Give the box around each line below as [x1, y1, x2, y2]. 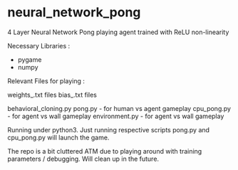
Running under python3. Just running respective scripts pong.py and [7, 125, 210, 134]
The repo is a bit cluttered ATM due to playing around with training [7, 147, 202, 155]
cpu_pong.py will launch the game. [7, 133, 110, 142]
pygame [17, 55, 42, 64]
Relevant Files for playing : [7, 76, 86, 85]
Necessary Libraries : [7, 41, 71, 50]
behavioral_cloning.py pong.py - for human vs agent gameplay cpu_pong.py [7, 104, 232, 112]
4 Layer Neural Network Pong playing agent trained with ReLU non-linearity [7, 28, 229, 36]
